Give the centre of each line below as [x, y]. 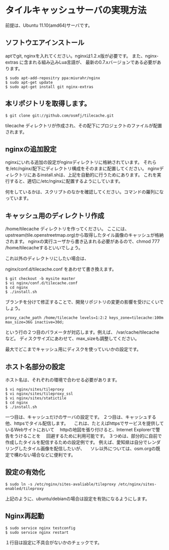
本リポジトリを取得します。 [48, 104]
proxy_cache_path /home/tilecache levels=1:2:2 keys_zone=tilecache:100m [84, 318]
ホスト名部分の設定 [35, 367]
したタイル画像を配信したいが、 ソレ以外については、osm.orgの [87, 449]
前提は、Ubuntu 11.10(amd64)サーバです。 [49, 25]
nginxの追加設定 [31, 149]
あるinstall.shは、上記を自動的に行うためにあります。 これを [94, 175]
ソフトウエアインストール [45, 43]
